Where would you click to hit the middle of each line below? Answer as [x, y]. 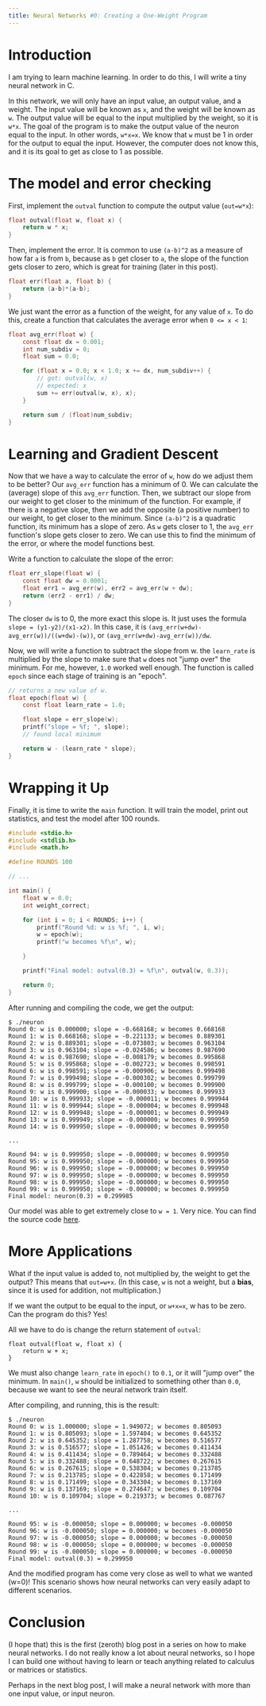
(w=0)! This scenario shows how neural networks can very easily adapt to [129, 1581]
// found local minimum [62, 735]
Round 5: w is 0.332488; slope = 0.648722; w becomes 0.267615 [115, 1461]
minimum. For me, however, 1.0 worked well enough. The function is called [131, 667]
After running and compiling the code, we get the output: [101, 1008]
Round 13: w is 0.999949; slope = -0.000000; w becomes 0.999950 [118, 1120]
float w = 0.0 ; [48, 898]
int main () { [30, 891]
